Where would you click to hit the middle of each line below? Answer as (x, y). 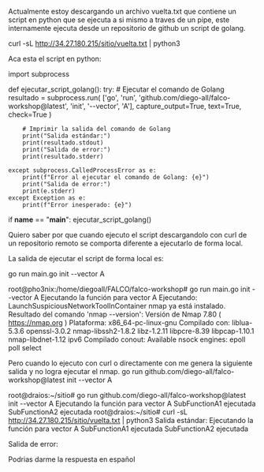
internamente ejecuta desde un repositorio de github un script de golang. (127, 28)
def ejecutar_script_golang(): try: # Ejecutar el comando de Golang (116, 89)
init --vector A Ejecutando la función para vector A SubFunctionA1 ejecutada (132, 403)
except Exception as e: (47, 198)
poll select (25, 348)
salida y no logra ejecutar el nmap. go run (76, 371)
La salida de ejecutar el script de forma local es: (86, 258)
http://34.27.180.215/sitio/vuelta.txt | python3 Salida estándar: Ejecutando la (131, 420)
